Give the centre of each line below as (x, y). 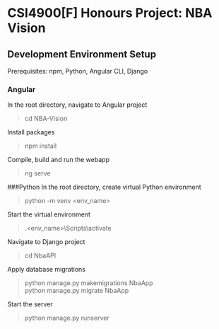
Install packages (31, 132)
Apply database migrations (47, 270)
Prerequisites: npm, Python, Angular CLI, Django (78, 71)
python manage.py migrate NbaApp (77, 291)
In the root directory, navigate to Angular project (77, 105)
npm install (41, 146)
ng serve (37, 173)
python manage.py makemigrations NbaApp (89, 283)
